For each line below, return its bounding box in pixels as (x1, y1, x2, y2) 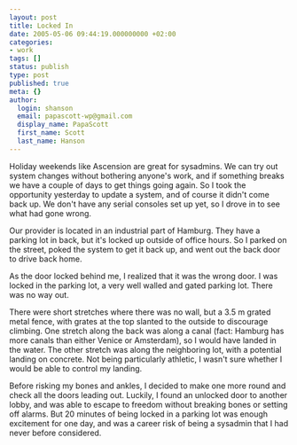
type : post (9, 71, 50, 80)
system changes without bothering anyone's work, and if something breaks (9, 170, 285, 181)
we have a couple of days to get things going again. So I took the (9, 179, 246, 191)
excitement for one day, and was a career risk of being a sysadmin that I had (9, 418, 289, 428)
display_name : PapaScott (17, 121, 109, 129)
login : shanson (17, 104, 74, 113)
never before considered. (9, 427, 102, 438)
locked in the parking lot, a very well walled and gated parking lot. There (9, 280, 273, 291)
